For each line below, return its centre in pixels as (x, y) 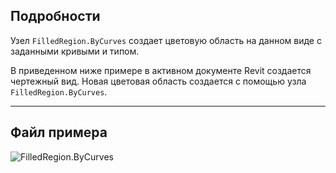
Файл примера (59, 132)
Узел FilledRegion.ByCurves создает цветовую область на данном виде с (166, 40)
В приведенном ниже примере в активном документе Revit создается (161, 70)
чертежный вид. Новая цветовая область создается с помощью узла (158, 81)
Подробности (55, 16)
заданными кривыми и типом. (75, 51)
